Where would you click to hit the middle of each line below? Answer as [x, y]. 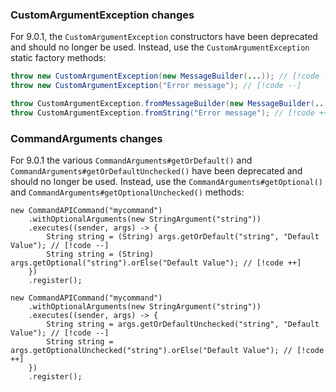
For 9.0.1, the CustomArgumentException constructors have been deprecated [164, 37]
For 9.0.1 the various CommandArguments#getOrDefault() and [131, 160]
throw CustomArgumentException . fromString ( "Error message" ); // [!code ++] [171, 113]
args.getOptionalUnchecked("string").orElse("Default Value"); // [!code [167, 351]
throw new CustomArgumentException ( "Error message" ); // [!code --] [156, 86]
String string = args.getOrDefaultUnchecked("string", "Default [183, 324]
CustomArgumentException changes [102, 15]
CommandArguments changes [86, 138]
